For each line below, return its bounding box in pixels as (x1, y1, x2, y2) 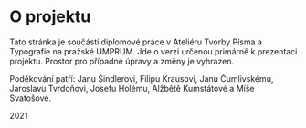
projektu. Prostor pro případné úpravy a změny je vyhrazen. (9, 55, 235, 66)
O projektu (9, 6, 91, 27)
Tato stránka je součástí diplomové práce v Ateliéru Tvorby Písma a (9, 36, 263, 47)
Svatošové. (9, 93, 52, 103)
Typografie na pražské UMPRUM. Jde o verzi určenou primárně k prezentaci (9, 45, 298, 56)
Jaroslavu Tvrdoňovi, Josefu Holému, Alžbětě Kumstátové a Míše (9, 83, 255, 94)
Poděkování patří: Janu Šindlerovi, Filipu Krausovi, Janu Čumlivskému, (9, 73, 274, 84)
